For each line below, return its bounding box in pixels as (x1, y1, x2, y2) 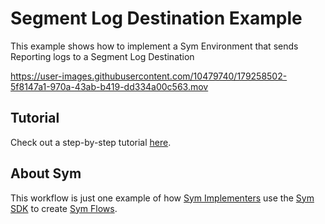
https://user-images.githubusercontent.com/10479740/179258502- (10, 70, 288, 82)
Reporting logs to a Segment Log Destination (10, 50, 195, 62)
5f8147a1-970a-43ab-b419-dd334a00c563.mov (10, 80, 209, 92)
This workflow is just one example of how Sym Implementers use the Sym (10, 192, 315, 204)
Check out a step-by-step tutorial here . (10, 136, 172, 148)
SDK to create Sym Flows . (10, 202, 118, 214)
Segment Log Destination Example (10, 7, 303, 30)
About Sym (10, 165, 82, 182)
